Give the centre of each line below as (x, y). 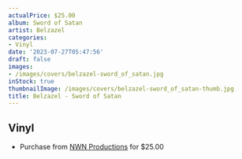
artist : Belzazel (37, 30)
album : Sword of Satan (45, 23)
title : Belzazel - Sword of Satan (65, 96)
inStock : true (32, 81)
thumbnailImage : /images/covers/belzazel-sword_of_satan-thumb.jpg (121, 89)
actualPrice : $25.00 (42, 15)
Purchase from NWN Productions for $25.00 (91, 147)
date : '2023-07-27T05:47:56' (56, 52)
